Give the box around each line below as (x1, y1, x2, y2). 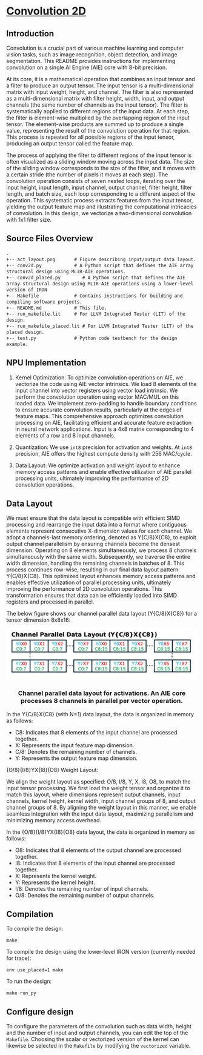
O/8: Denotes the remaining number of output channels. (15, 891, 155, 899)
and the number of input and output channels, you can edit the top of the (6, 1029, 188, 1037)
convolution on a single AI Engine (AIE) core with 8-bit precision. (6, 64, 167, 71)
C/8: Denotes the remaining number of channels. (15, 748, 138, 755)
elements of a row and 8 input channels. (15, 431, 116, 439)
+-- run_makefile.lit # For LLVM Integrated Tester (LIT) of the (6, 311, 186, 317)
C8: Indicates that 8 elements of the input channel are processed (15, 728, 178, 736)
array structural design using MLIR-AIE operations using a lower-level (6, 281, 194, 287)
